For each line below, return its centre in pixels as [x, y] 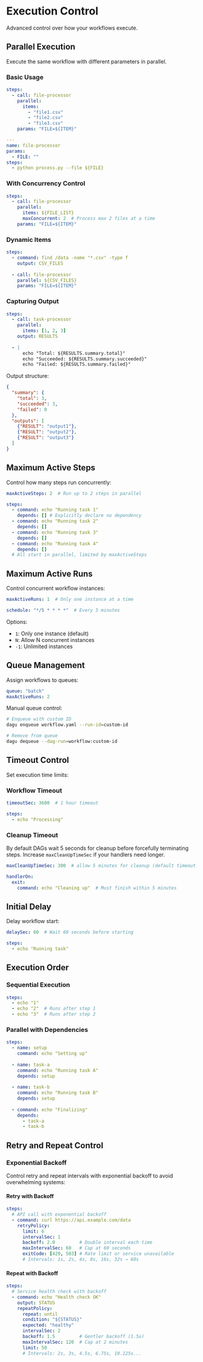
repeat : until [40, 1314]
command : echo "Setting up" [52, 1054]
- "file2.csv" [46, 118]
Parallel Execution [41, 47]
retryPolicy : [34, 1225]
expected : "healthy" [48, 1325]
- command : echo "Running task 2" [55, 521]
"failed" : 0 [32, 409]
